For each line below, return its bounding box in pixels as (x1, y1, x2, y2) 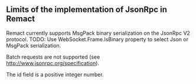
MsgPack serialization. (6, 42, 61, 49)
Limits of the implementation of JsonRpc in (6, 5, 167, 15)
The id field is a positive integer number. (6, 70, 104, 78)
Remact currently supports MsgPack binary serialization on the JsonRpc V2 (6, 29, 191, 36)
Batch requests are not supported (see (6, 53, 100, 61)
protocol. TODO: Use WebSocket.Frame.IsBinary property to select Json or (6, 35, 189, 43)
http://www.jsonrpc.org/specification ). (6, 59, 99, 66)
